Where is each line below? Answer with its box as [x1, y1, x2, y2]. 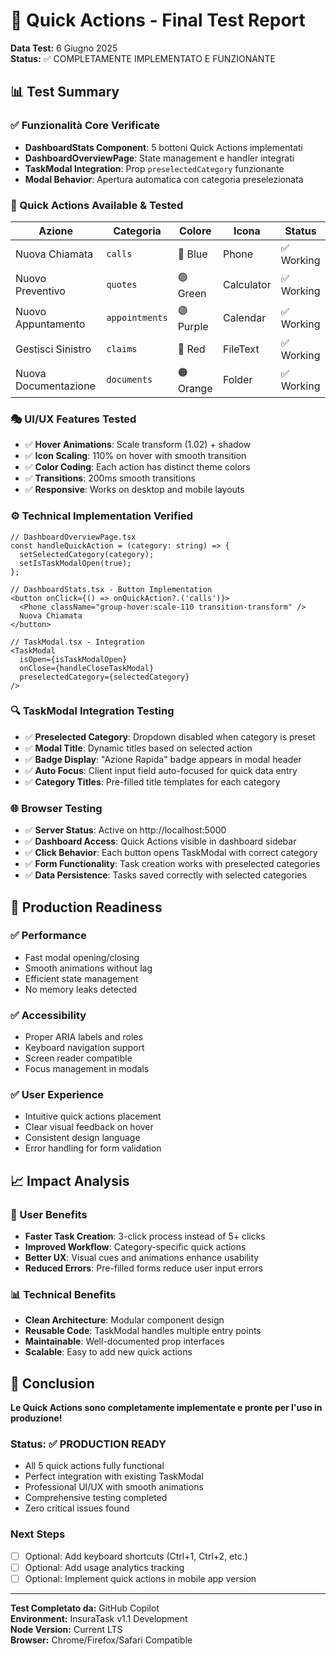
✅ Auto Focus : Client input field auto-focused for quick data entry [24, 764, 298, 776]
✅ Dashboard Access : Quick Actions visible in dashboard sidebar [24, 835, 297, 848]
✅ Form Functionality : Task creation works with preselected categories [24, 858, 321, 870]
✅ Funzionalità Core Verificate [10, 119, 161, 133]
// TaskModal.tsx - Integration [10, 637, 145, 647]
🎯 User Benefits [10, 1207, 88, 1221]
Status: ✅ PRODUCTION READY [10, 1437, 167, 1451]
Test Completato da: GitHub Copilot [10, 1602, 160, 1614]
